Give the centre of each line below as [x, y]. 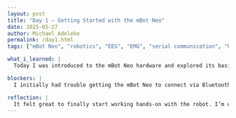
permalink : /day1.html [40, 40]
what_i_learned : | [34, 59]
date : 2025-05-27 [33, 27]
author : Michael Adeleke [44, 33]
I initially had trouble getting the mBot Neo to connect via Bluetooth [122, 85]
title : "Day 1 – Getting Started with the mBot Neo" [86, 20]
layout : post [26, 14]
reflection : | [28, 98]
